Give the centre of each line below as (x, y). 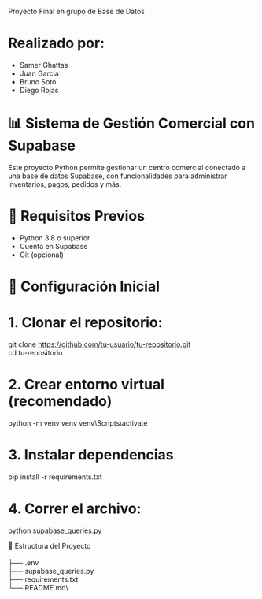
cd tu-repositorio (35, 352)
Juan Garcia (39, 73)
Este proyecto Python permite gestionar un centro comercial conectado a (127, 167)
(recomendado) (60, 402)
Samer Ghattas (44, 65)
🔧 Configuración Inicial (84, 286)
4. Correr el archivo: (75, 508)
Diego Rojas (39, 90)
